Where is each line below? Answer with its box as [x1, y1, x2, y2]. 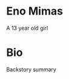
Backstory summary [6, 66, 56, 73]
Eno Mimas [6, 4, 64, 18]
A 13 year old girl [6, 24, 48, 32]
